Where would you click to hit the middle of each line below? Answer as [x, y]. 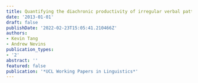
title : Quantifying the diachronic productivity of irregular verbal [93, 11]
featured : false [26, 66]
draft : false [22, 22]
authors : [17, 33]
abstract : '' [22, 60]
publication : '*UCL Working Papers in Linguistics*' [72, 71]
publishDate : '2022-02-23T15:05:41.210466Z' [62, 28]
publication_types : [30, 50]
